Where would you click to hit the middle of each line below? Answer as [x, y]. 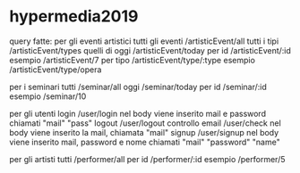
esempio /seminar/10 [48, 96]
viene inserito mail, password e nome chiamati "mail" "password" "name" [145, 142]
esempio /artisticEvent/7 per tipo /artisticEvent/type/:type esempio [132, 60]
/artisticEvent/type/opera [56, 70]
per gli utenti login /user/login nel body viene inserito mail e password [138, 113]
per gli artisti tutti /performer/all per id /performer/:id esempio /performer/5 [147, 159]
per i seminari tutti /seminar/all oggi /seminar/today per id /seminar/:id [138, 86]
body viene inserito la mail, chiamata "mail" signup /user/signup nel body [144, 132]
